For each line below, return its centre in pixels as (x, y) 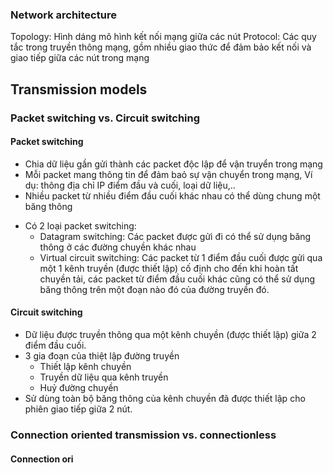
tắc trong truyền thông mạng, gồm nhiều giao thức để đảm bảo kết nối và (161, 47)
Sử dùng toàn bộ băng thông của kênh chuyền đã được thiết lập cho (165, 399)
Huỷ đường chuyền (79, 388)
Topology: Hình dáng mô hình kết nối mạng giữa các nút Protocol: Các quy (163, 37)
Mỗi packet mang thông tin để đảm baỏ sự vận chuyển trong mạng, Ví (168, 174)
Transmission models (79, 89)
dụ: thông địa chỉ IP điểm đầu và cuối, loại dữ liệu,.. (130, 185)
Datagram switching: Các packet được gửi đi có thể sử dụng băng (175, 236)
